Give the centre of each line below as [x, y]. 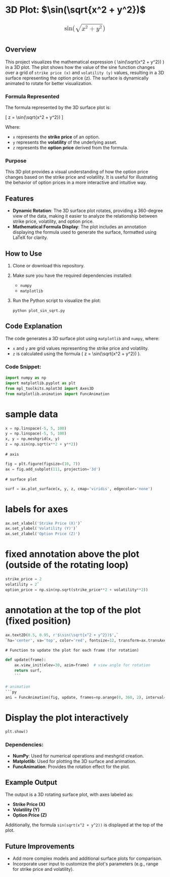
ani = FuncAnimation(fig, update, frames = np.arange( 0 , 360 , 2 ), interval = [86, 697]
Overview [21, 50]
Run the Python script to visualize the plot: [57, 300]
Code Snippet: [23, 367]
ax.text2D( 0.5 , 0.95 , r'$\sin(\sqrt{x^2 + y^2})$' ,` [62, 635]
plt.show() [17, 732]
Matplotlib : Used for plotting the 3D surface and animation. [74, 761]
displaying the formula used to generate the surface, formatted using [84, 232]
